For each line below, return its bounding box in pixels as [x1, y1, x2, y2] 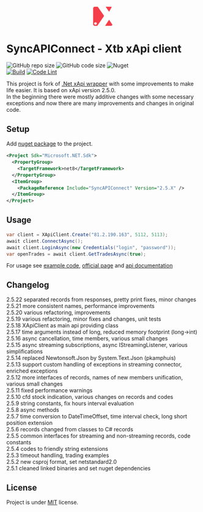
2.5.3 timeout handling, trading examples [6, 452, 109, 459]
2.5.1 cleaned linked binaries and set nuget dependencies [6, 465, 151, 472]
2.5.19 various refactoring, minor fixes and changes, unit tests [6, 315, 161, 323]
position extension [6, 419, 53, 426]
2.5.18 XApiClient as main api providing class [6, 322, 119, 329]
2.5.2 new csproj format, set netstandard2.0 [6, 458, 117, 466]
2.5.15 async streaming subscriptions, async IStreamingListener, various [6, 342, 188, 349]
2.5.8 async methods [6, 406, 59, 414]
